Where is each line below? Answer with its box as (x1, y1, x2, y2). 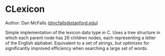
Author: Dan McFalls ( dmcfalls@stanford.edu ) (5, 20, 98, 26)
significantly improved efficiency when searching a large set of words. (5, 45, 148, 51)
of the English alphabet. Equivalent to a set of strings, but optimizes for (5, 40, 150, 46)
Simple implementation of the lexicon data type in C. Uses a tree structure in (5, 29, 161, 35)
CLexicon (5, 3, 45, 15)
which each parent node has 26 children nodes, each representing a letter (5, 35, 156, 41)
